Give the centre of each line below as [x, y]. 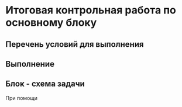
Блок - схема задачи [45, 84]
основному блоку [51, 23]
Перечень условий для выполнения [75, 44]
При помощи [21, 98]
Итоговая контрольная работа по [91, 10]
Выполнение [30, 64]
